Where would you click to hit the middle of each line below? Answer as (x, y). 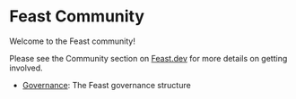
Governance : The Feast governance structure (106, 85)
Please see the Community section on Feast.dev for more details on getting (148, 58)
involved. (26, 68)
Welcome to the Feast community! (73, 41)
